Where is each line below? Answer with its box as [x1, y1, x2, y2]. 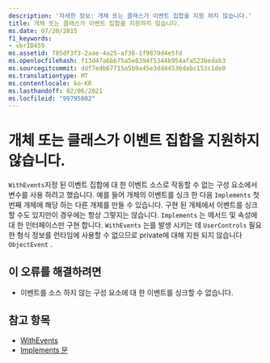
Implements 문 [19, 344, 69, 355]
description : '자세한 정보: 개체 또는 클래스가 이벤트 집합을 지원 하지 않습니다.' [8, 11, 252, 20]
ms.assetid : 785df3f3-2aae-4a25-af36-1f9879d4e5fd [8, 49, 183, 57]
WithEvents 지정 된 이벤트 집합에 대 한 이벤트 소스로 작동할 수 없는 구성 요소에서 [8, 180, 258, 190]
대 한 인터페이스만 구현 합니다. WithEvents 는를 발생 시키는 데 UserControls [8, 220, 247, 230]
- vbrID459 [8, 42, 45, 50]
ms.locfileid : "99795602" [8, 94, 95, 102]
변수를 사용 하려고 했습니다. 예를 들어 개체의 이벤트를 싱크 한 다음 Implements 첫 [8, 190, 260, 200]
